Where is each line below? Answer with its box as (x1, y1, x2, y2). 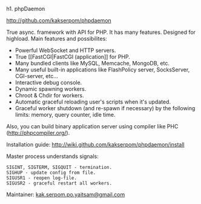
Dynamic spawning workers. (15, 85, 87, 93)
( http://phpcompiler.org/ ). (6, 130, 70, 136)
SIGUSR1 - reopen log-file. (6, 175, 77, 181)
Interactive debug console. (15, 79, 82, 86)
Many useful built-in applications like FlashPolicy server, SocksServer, (15, 66, 190, 73)
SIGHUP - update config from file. (6, 169, 96, 176)
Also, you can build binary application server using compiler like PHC (6, 123, 179, 130)
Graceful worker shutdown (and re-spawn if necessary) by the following (15, 105, 196, 111)
